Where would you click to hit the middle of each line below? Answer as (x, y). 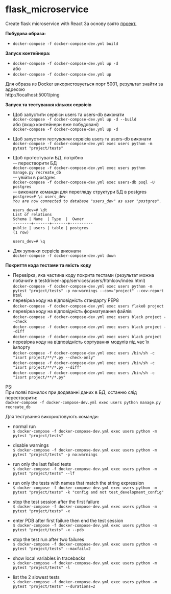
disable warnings (31, 445)
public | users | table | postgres (51, 228)
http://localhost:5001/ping (32, 94)
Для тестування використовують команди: (52, 416)
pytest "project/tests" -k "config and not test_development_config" (88, 492)
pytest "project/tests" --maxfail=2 (52, 549)
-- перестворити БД (35, 163)
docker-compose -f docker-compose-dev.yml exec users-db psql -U (83, 182)
